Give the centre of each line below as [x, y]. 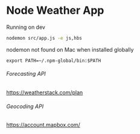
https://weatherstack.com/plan [45, 93]
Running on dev [26, 27]
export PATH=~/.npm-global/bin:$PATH [54, 61]
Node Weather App [55, 11]
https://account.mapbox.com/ [43, 125]
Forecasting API [26, 74]
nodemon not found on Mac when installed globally [70, 49]
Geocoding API [25, 106]
